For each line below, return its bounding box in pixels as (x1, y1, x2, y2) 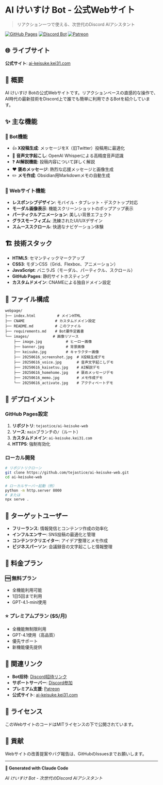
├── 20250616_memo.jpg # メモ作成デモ (14, 375, 103, 381)
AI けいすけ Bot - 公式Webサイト (5, 4, 135, 16)
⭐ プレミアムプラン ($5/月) (5, 612, 67, 619)
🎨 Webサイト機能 (5, 188, 46, 194)
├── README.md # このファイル (5, 324, 81, 329)
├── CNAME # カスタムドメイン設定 (5, 319, 96, 324)
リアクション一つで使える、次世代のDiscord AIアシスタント (16, 21, 135, 27)
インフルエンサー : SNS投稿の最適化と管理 (12, 532, 96, 538)
